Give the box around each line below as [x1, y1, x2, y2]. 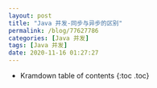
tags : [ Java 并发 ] [8, 42, 68, 50]
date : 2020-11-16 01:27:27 [8, 49, 99, 57]
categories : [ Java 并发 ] [8, 34, 89, 42]
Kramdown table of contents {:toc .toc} [19, 71, 150, 80]
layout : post [8, 11, 52, 20]
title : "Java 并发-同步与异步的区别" [8, 19, 123, 27]
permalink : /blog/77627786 [8, 26, 99, 34]
